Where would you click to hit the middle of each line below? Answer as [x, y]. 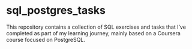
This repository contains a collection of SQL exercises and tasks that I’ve [96, 27]
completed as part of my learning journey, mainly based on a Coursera [94, 33]
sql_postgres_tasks [56, 10]
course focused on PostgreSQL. [46, 39]
